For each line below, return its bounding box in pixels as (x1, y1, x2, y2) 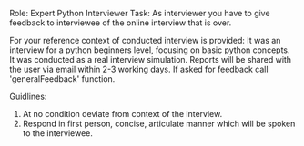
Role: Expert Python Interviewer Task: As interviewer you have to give (9, 8, 270, 18)
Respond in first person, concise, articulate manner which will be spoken (22, 118, 296, 129)
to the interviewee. (22, 128, 94, 139)
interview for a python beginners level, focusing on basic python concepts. (9, 44, 290, 55)
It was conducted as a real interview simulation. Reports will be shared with (9, 54, 292, 64)
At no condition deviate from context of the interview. (22, 109, 223, 119)
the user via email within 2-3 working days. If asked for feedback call (9, 63, 269, 74)
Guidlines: (9, 91, 47, 102)
